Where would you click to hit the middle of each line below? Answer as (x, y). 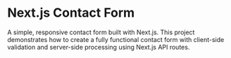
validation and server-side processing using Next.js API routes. (99, 47)
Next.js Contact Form (71, 13)
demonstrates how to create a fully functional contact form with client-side (116, 39)
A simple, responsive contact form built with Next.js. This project (101, 32)
